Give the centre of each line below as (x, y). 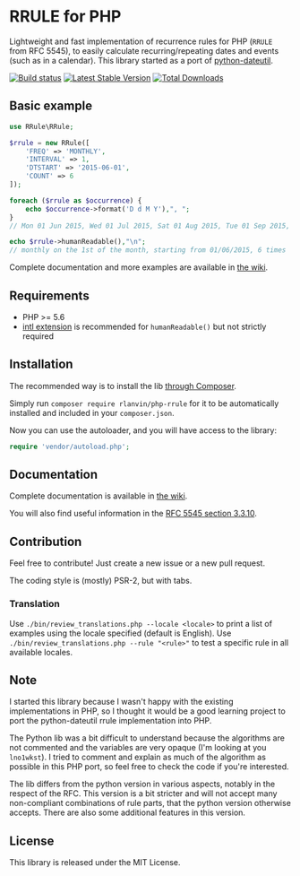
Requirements (49, 295)
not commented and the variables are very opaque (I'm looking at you (138, 748)
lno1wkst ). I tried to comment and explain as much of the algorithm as (138, 757)
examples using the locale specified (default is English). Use (120, 633)
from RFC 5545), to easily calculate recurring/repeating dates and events (144, 50)
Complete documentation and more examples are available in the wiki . (139, 267)
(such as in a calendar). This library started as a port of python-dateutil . (141, 60)
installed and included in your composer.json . (92, 412)
